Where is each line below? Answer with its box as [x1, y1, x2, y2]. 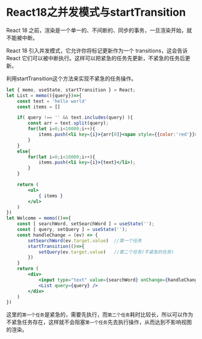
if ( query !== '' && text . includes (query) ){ [17, 115, 133, 121]
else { [17, 148, 31, 154]
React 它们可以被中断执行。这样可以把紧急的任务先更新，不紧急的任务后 [6, 54, 185, 62]
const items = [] [17, 104, 61, 110]
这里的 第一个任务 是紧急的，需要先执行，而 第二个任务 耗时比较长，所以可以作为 [6, 311, 194, 318]
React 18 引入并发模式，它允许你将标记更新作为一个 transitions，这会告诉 [6, 46, 188, 54]
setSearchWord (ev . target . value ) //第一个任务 [28, 238, 142, 244]
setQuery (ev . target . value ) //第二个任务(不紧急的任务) [38, 249, 174, 255]
